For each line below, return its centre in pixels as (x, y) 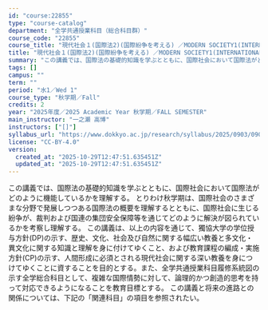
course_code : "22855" (44, 38)
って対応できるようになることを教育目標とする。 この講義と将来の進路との (131, 288)
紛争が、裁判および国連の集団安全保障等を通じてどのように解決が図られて (130, 218)
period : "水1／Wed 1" (43, 90)
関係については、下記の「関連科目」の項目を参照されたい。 (106, 298)
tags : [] (23, 68)
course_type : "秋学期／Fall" (54, 97)
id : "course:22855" (41, 16)
